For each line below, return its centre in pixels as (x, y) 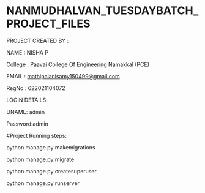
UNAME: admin (26, 112)
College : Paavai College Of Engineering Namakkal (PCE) (78, 64)
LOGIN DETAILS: (27, 100)
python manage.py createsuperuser (51, 171)
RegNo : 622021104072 (36, 88)
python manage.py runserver (43, 183)
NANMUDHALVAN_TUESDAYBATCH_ (102, 11)
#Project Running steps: (37, 135)
